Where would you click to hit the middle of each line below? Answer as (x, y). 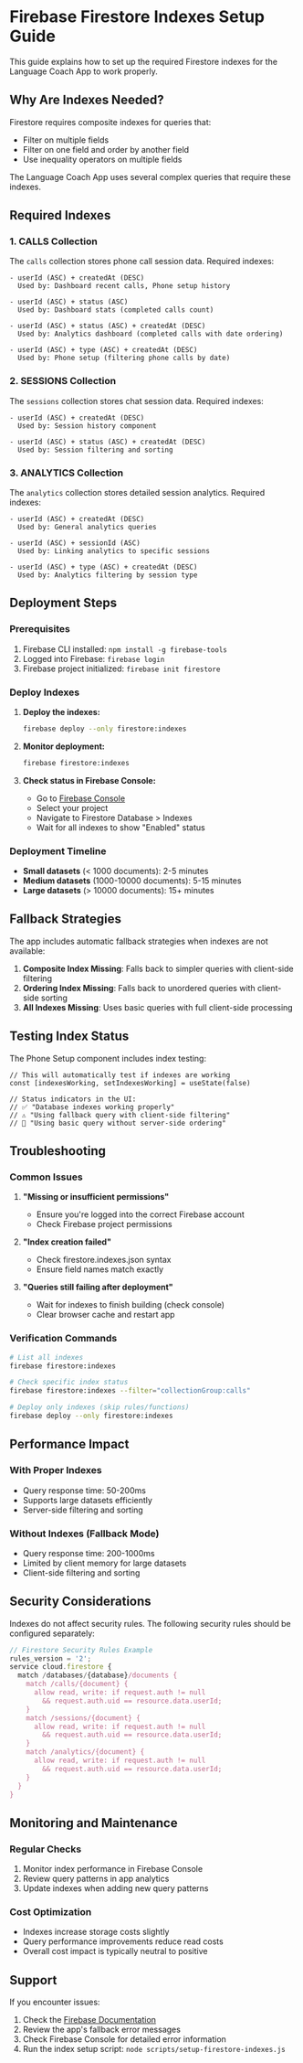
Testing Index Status (69, 1037)
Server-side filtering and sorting (83, 1510)
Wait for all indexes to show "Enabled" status (120, 827)
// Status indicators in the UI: (73, 1099)
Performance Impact (69, 1444)
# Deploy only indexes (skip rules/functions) (99, 1407)
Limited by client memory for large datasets (104, 1563)
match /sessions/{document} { (84, 1718)
